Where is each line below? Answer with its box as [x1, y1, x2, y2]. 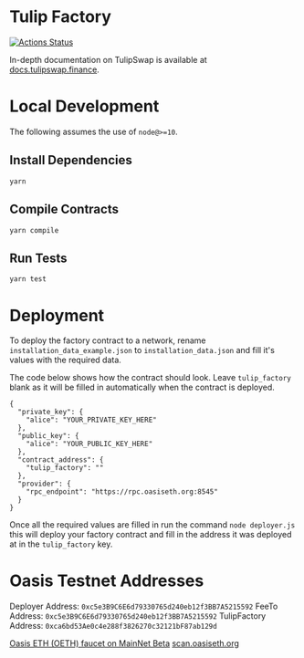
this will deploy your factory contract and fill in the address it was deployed [9, 529, 292, 540]
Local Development [9, 96, 160, 117]
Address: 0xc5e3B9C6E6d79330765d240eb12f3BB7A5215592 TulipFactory [9, 611, 267, 621]
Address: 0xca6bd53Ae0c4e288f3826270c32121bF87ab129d [9, 621, 217, 632]
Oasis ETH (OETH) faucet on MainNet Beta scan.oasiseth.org [9, 638, 240, 649]
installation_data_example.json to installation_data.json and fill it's [9, 345, 276, 356]
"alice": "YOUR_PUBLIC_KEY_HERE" [26, 440, 153, 449]
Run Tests [9, 250, 68, 266]
